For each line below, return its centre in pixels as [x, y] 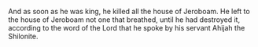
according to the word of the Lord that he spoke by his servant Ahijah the [127, 28]
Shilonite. [23, 36]
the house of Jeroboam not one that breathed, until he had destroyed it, [124, 20]
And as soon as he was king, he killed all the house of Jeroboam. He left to [129, 11]
